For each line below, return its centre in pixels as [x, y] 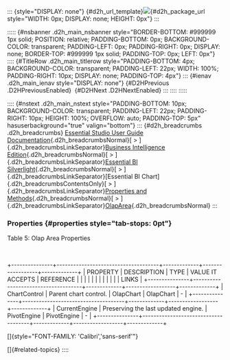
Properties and [126, 191]
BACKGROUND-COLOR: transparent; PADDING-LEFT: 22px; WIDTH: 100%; [113, 68]
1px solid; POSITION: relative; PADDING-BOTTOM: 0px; [85, 39]
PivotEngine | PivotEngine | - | [49, 316]
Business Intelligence [135, 147]
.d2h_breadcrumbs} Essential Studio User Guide [76, 133]
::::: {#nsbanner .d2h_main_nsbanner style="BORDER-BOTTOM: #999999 [112, 32]
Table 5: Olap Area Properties [49, 238]
